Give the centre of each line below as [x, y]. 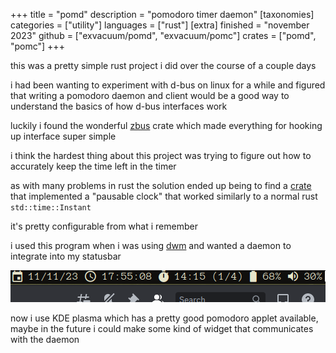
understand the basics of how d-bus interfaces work [119, 106]
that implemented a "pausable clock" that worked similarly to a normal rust [164, 196]
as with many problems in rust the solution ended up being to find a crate [161, 185]
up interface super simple [63, 136]
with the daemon [45, 339]
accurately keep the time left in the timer [93, 166]
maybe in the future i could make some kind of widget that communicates [162, 328]
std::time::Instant [51, 208]
